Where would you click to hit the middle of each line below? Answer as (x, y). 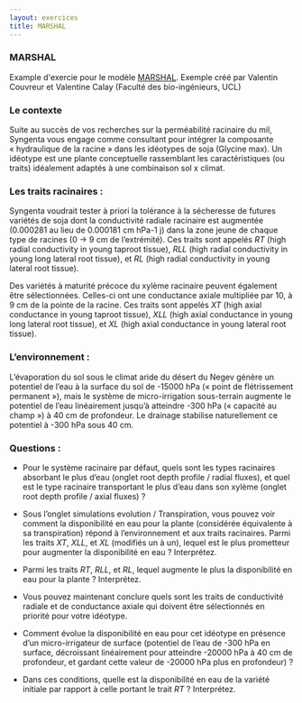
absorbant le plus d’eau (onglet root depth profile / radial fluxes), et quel (156, 477)
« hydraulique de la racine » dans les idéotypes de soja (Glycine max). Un (146, 149)
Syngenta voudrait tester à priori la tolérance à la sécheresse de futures (143, 211)
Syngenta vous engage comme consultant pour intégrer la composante (142, 140)
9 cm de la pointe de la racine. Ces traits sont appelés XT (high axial (136, 305)
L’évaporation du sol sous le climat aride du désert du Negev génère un (142, 377)
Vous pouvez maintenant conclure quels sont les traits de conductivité (153, 597)
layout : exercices (44, 18)
